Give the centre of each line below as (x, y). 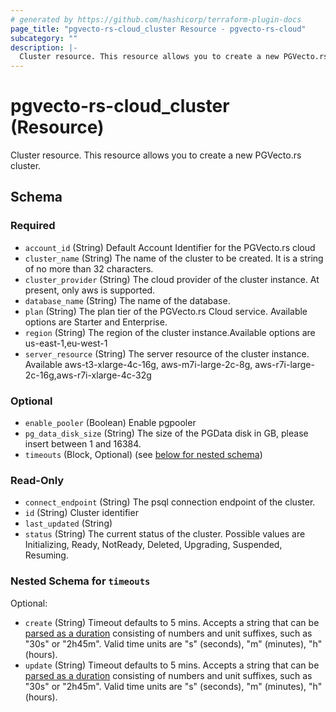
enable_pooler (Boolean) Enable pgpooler (110, 423)
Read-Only (37, 480)
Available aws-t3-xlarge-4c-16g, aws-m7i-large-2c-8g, (138, 364)
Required (33, 226)
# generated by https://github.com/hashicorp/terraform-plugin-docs (156, 19)
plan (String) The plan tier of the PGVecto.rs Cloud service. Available (166, 311)
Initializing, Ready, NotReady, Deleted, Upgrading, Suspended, (153, 545)
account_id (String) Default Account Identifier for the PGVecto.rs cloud (170, 247)
